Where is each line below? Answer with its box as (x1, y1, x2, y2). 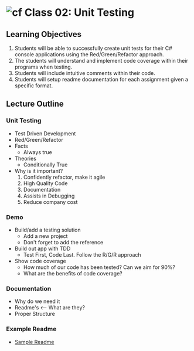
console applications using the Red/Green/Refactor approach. (14, 51, 164, 58)
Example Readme (6, 325, 57, 333)
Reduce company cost (23, 198, 78, 205)
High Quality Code (23, 179, 68, 187)
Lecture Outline (6, 99, 64, 109)
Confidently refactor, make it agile (23, 173, 105, 180)
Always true (23, 148, 53, 155)
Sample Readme (14, 338, 55, 345)
